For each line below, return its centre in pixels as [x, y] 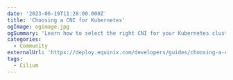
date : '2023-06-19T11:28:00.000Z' [57, 14]
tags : [15, 59]
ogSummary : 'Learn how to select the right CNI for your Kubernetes [108, 33]
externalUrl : [26, 53]
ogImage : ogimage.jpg [38, 26]
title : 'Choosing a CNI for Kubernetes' [67, 20]
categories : [24, 40]
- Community [31, 46]
